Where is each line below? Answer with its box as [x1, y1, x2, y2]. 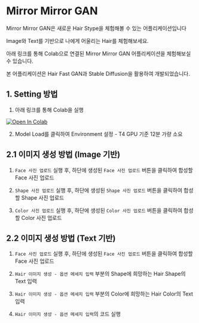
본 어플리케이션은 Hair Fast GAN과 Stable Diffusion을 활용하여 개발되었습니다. [6, 70, 190, 77]
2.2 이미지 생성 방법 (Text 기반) [6, 233, 116, 243]
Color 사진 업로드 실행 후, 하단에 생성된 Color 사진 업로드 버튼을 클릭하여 [14, 207, 183, 214]
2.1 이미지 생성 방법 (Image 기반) [6, 150, 121, 160]
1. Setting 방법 [6, 89, 58, 100]
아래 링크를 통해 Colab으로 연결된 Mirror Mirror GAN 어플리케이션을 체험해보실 [6, 49, 191, 57]
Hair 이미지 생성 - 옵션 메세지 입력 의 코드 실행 [14, 310, 121, 318]
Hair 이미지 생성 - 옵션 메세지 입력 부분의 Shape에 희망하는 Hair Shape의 [14, 270, 186, 278]
